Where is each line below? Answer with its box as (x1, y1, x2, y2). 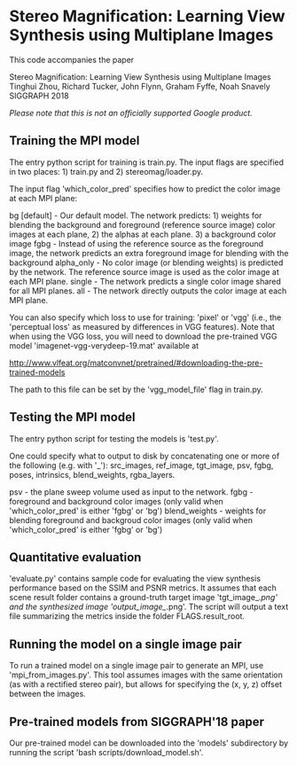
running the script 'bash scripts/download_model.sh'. (9, 747, 204, 757)
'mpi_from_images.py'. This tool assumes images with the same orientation (9, 669, 284, 680)
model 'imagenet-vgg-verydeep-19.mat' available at (9, 340, 199, 351)
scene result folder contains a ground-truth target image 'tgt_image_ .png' (9, 592, 277, 603)
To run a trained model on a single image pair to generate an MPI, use (9, 660, 264, 671)
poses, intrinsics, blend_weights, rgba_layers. (9, 469, 176, 480)
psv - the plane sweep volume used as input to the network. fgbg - (9, 486, 254, 497)
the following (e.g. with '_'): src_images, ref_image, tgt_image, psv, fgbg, (9, 459, 274, 471)
